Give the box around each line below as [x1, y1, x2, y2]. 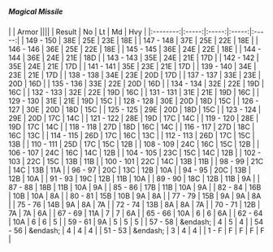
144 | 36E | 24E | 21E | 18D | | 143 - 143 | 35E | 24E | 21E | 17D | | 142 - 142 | [8, 53, 259, 63]
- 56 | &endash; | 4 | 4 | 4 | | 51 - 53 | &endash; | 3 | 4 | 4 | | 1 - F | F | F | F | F [8, 225, 265, 235]
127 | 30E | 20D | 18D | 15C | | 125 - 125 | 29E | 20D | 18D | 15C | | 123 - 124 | [8, 104, 262, 114]
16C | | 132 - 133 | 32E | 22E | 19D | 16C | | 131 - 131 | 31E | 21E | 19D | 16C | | [8, 87, 260, 97]
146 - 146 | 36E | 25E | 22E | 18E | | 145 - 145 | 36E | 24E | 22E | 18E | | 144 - [8, 44, 262, 54]
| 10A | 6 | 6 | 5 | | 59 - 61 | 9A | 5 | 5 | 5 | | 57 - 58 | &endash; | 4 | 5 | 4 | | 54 [8, 216, 264, 227]
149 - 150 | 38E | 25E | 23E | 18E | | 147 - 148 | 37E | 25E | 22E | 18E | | [25, 35, 258, 45]
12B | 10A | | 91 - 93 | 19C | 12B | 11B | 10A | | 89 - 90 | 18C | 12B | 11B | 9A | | [8, 173, 260, 183]
